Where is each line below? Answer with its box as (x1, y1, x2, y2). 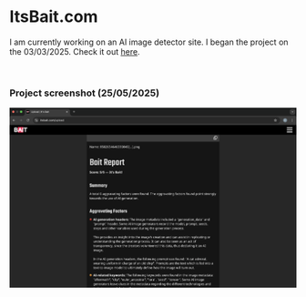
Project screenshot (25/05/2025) (9, 87, 160, 99)
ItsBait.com (9, 6, 98, 27)
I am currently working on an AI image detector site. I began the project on (9, 36, 289, 47)
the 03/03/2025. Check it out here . (9, 46, 140, 56)
